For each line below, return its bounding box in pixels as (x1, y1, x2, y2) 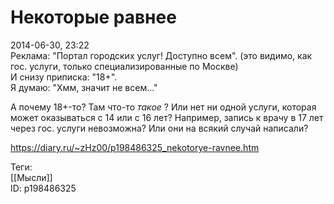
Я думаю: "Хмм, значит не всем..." (10, 81, 158, 93)
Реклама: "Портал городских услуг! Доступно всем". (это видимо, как (10, 49, 313, 61)
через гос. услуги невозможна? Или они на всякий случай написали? (10, 122, 309, 134)
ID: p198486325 (10, 182, 77, 194)
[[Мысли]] (10, 171, 53, 183)
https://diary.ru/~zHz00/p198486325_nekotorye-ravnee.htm (10, 141, 260, 153)
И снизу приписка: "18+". (10, 71, 118, 83)
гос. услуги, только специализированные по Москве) (10, 60, 239, 72)
